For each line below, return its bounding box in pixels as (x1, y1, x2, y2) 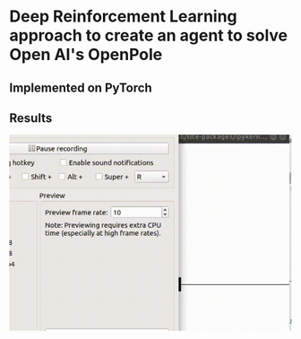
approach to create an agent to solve (9, 25, 288, 46)
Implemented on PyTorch (9, 80, 152, 95)
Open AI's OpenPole (9, 45, 163, 65)
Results (9, 110, 53, 126)
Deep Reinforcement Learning (9, 6, 237, 27)
